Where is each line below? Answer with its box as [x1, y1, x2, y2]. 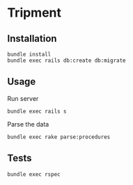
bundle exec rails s [7, 108, 68, 115]
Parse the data [7, 120, 49, 128]
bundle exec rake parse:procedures [7, 134, 111, 140]
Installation [7, 33, 57, 45]
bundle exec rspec [7, 170, 61, 178]
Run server [7, 94, 39, 102]
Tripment [7, 5, 61, 21]
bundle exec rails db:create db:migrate [7, 57, 127, 64]
